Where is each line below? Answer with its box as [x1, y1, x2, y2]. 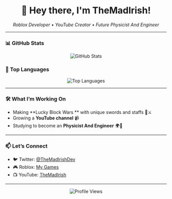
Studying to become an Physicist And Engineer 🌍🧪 [12, 123, 123, 129]
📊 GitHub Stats [5, 39, 45, 47]
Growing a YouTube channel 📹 [12, 115, 79, 121]
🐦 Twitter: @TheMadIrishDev [12, 156, 76, 163]
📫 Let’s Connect [5, 142, 48, 149]
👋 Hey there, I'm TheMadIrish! [21, 5, 151, 16]
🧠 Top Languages [5, 66, 50, 73]
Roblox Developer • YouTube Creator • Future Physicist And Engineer [12, 22, 160, 28]
